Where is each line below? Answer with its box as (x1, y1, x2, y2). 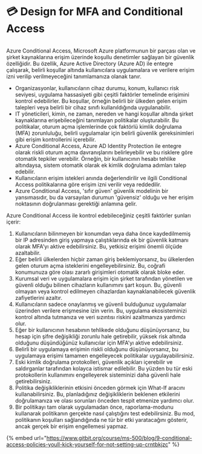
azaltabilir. (15, 249, 41, 256)
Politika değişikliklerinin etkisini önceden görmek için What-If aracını (15, 384, 186, 391)
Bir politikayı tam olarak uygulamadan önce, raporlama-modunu (15, 403, 174, 410)
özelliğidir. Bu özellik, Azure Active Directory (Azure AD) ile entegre (6, 60, 174, 67)
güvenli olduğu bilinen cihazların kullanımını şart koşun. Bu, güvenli (15, 281, 182, 288)
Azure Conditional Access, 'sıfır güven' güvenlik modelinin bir (15, 187, 169, 194)
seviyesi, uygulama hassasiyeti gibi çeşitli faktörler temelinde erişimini (15, 91, 189, 98)
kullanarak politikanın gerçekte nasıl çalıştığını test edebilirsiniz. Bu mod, (15, 409, 195, 417)
